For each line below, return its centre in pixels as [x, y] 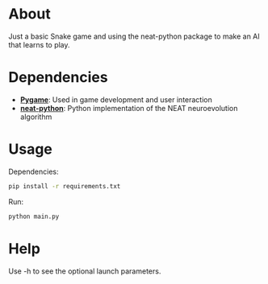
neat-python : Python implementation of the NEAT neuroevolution [129, 108]
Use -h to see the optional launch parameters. [85, 271]
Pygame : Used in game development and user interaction [116, 99]
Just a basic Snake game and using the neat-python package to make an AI [134, 36]
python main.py [34, 216]
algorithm [36, 117]
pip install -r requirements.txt [65, 186]
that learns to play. [39, 44]
